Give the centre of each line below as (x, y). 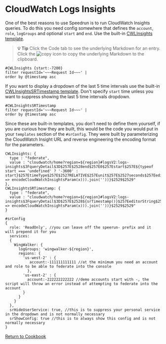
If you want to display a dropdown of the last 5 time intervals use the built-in (83, 86)
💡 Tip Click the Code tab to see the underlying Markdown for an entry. (89, 48)
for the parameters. (25, 144)
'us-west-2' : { (40, 258)
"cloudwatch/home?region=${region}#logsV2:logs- (78, 162)
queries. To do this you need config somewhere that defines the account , (79, 28)
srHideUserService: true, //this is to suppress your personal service (85, 310)
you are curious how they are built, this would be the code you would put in (82, 129)
